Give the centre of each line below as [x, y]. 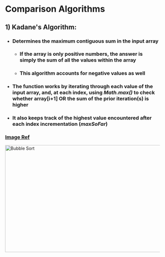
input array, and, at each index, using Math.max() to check [83, 93]
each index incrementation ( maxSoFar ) [60, 124]
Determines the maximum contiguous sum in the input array [85, 41]
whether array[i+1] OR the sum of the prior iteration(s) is [81, 99]
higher [20, 105]
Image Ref [17, 137]
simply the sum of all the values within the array [78, 60]
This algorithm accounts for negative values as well [82, 73]
